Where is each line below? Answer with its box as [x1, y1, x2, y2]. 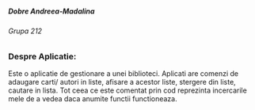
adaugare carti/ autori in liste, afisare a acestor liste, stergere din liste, [8, 77, 236, 86]
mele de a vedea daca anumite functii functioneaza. [8, 93, 177, 103]
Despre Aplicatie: [8, 51, 77, 62]
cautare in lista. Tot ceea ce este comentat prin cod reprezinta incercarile [8, 85, 247, 95]
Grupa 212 [8, 26, 42, 36]
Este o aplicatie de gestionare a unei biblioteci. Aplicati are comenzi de [8, 68, 239, 78]
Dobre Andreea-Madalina [8, 6, 95, 16]
